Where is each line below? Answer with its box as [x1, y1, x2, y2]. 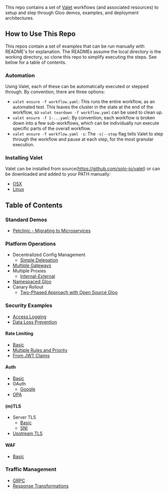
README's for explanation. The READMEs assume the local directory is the [5, 48, 161, 55]
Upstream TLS [12, 430, 43, 437]
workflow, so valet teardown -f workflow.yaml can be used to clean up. [12, 109, 163, 115]
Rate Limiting [5, 331, 34, 337]
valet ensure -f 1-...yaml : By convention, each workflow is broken [12, 115, 155, 121]
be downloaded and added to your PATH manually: [5, 171, 111, 177]
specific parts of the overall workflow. [12, 126, 91, 132]
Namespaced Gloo [12, 278, 51, 285]
